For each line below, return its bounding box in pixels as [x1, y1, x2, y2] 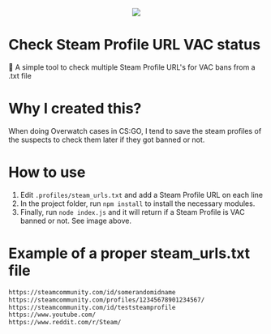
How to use [8, 163, 86, 182]
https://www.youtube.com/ [8, 310, 96, 319]
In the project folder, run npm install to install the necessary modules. [19, 199, 256, 208]
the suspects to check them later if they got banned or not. [8, 135, 205, 144]
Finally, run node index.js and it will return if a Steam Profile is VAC [19, 207, 245, 216]
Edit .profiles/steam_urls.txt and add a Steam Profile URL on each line [19, 190, 264, 199]
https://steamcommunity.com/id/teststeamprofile [8, 303, 176, 311]
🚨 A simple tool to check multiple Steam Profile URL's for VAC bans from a [8, 62, 256, 72]
